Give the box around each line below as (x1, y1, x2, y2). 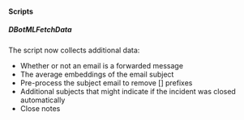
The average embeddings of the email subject (19, 69, 174, 79)
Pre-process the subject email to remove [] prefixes (19, 77, 193, 88)
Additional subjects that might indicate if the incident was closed (19, 86, 237, 96)
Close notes (19, 103, 61, 113)
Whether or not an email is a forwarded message (19, 60, 184, 70)
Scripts (8, 6, 34, 16)
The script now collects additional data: (8, 45, 140, 55)
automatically (19, 95, 66, 105)
